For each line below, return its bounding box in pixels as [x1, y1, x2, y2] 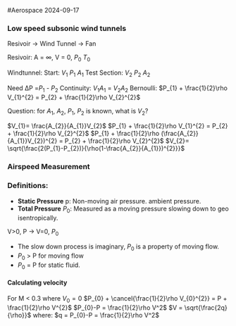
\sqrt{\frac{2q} [184, 303, 228, 312]
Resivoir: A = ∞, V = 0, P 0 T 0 [7, 53, 91, 63]
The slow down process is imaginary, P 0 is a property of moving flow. [17, 242, 220, 253]
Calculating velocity [7, 278, 68, 287]
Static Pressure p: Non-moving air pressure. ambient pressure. [17, 196, 201, 205]
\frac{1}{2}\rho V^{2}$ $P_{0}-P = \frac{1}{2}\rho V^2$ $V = [7, 303, 183, 312]
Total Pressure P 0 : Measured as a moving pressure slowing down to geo [17, 204, 229, 214]
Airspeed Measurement [7, 162, 90, 172]
